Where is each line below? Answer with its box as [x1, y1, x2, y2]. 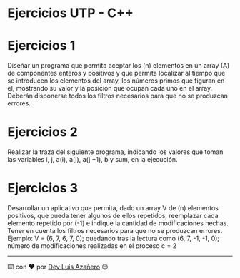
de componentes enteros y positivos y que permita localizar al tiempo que [7, 69, 226, 78]
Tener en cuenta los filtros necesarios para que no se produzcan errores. [7, 227, 223, 235]
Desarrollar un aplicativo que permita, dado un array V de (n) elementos [7, 204, 219, 212]
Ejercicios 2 [7, 124, 79, 140]
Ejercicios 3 [7, 180, 79, 197]
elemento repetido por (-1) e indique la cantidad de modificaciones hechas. [7, 219, 229, 227]
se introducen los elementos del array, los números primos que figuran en [7, 76, 225, 85]
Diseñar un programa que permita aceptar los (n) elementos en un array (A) [7, 61, 230, 70]
